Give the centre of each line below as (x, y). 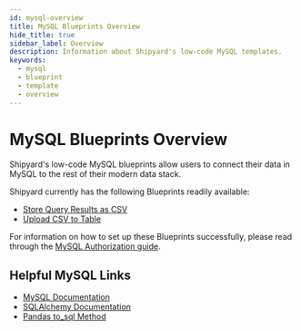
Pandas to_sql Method (64, 316)
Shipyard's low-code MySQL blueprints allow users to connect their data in (150, 164)
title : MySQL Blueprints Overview (75, 26)
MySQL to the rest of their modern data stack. (95, 174)
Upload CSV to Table (62, 219)
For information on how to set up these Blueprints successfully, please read (151, 237)
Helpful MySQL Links (70, 275)
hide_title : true (42, 35)
